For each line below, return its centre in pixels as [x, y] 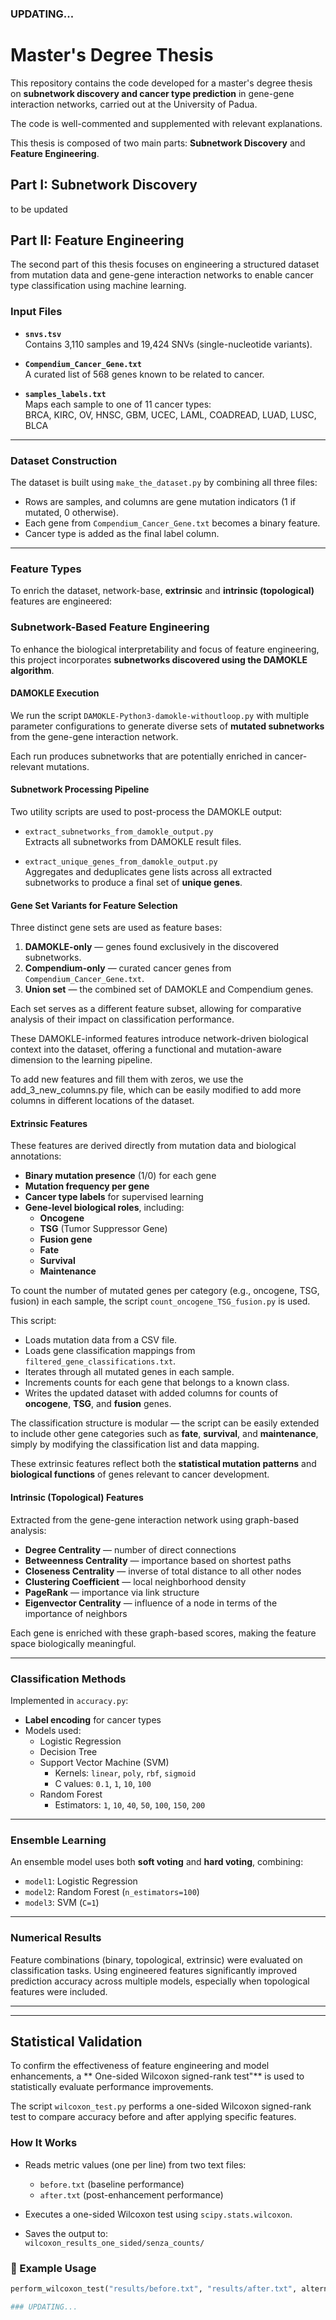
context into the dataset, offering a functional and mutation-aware [146, 1049]
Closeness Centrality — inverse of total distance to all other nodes [163, 1571]
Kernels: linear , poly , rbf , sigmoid [125, 1773]
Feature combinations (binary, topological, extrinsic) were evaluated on [156, 1959]
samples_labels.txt [65, 394]
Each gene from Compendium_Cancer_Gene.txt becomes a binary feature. [172, 523]
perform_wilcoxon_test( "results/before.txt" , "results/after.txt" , [154, 2288]
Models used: [53, 1730]
